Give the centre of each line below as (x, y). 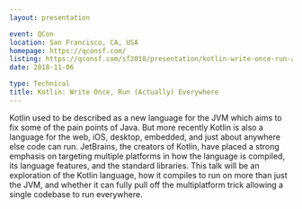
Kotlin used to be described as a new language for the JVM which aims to (146, 117)
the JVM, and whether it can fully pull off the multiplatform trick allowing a (147, 185)
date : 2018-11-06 (42, 68)
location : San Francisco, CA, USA (74, 42)
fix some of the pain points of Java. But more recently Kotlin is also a (136, 127)
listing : (26, 59)
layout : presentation (50, 18)
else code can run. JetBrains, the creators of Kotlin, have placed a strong (145, 146)
